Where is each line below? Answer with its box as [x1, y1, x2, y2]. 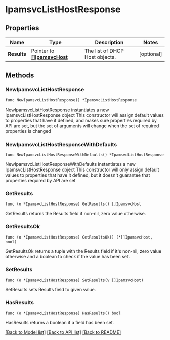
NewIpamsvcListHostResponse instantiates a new [5, 107, 109, 113]
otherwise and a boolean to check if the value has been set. [5, 253, 130, 259]
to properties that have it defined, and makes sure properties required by [5, 117, 157, 123]
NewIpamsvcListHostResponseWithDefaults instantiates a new [5, 161, 136, 167]
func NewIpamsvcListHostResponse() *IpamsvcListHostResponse [5, 97, 137, 103]
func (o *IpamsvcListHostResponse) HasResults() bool [5, 311, 121, 316]
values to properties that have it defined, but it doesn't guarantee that [5, 172, 150, 178]
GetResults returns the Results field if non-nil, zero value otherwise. [5, 211, 146, 217]
